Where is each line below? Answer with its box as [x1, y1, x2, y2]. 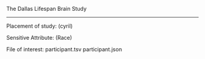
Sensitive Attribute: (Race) [6, 34, 72, 41]
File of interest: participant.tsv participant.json [6, 46, 122, 53]
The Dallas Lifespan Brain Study [6, 5, 87, 12]
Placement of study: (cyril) [6, 22, 73, 29]
